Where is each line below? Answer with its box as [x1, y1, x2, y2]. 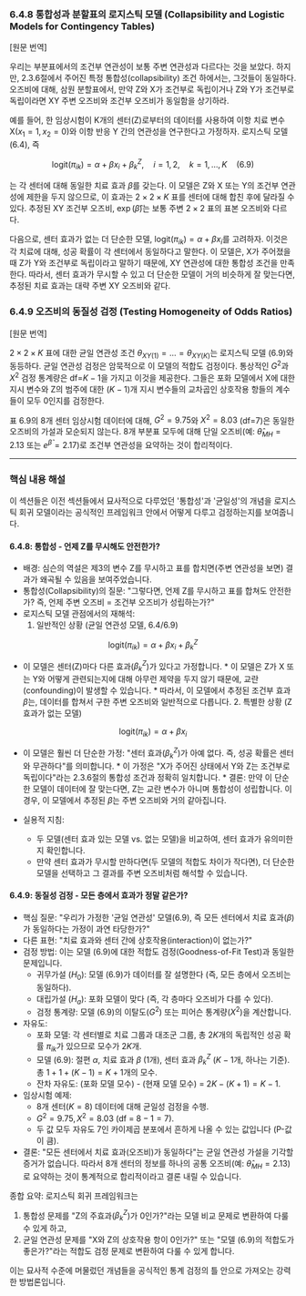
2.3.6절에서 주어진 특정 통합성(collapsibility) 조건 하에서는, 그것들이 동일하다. [21, 73, 297, 84]
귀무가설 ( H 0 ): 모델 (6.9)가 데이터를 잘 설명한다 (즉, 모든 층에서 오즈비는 [36, 968, 291, 982]
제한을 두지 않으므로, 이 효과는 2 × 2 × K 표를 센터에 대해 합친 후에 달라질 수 [25, 191, 295, 202]
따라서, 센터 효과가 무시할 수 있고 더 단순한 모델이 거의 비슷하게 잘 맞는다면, [28, 269, 296, 280]
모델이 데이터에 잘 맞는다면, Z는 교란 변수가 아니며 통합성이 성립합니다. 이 [32, 783, 293, 794]
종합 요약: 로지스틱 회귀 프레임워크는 [9, 1190, 138, 1201]
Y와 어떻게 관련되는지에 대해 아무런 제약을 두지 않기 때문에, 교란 [32, 674, 260, 685]
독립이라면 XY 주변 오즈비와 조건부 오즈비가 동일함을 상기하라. [9, 96, 229, 107]
